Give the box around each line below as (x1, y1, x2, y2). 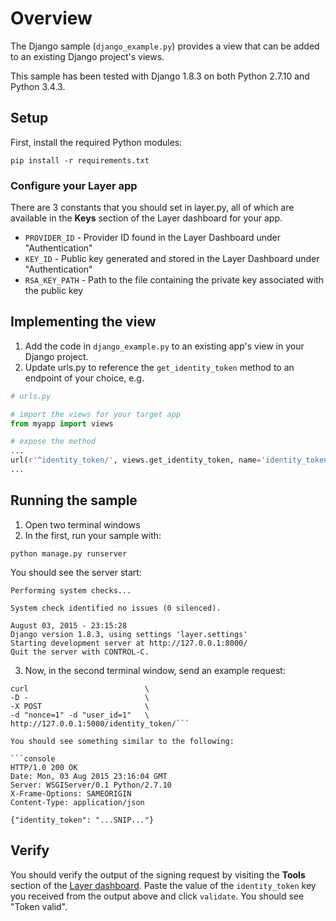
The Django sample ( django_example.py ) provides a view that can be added (10, 40, 320, 52)
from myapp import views (10, 418, 114, 429)
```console (10, 753, 56, 764)
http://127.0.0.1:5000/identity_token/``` (10, 718, 190, 729)
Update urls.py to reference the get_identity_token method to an (24, 361, 295, 373)
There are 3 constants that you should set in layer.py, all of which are (10, 202, 295, 214)
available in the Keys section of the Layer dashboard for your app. (10, 212, 283, 224)
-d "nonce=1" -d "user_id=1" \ (10, 710, 150, 720)
